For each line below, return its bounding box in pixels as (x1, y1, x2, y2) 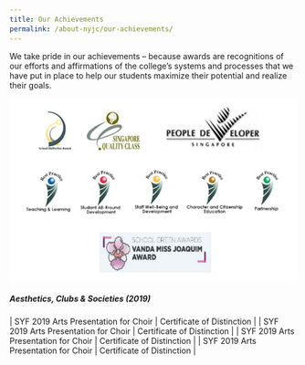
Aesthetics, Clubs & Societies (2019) (9, 293, 152, 305)
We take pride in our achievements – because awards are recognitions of (9, 50, 285, 61)
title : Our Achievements (9, 15, 104, 24)
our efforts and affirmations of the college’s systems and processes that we (9, 60, 294, 71)
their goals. (9, 79, 52, 90)
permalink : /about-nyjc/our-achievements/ (9, 24, 174, 34)
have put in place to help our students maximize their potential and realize (9, 69, 288, 81)
